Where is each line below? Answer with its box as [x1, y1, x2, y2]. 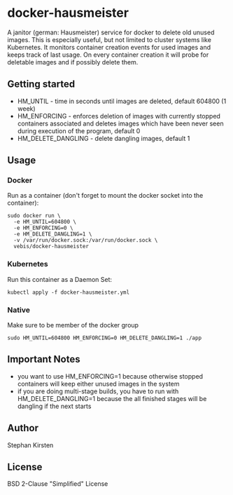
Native [7, 305, 30, 315]
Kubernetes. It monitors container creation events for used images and [7, 43, 211, 51]
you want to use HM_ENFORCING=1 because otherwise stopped [17, 372, 204, 380]
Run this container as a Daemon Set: [7, 275, 113, 283]
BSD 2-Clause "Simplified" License [7, 480, 108, 488]
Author [7, 422, 38, 434]
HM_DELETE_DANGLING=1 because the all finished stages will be [17, 394, 207, 402]
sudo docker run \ [7, 212, 61, 219]
